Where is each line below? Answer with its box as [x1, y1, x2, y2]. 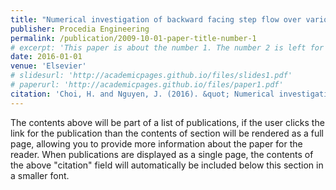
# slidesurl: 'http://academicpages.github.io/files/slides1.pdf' [10, 71, 293, 81]
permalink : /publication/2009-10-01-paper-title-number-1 [10, 33, 257, 43]
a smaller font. [10, 169, 70, 181]
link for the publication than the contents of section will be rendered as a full [10, 127, 324, 139]
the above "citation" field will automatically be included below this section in [10, 159, 324, 171]
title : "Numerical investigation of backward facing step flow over [10, 14, 302, 25]
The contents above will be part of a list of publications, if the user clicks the [10, 116, 325, 128]
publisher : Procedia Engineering [10, 24, 150, 34]
